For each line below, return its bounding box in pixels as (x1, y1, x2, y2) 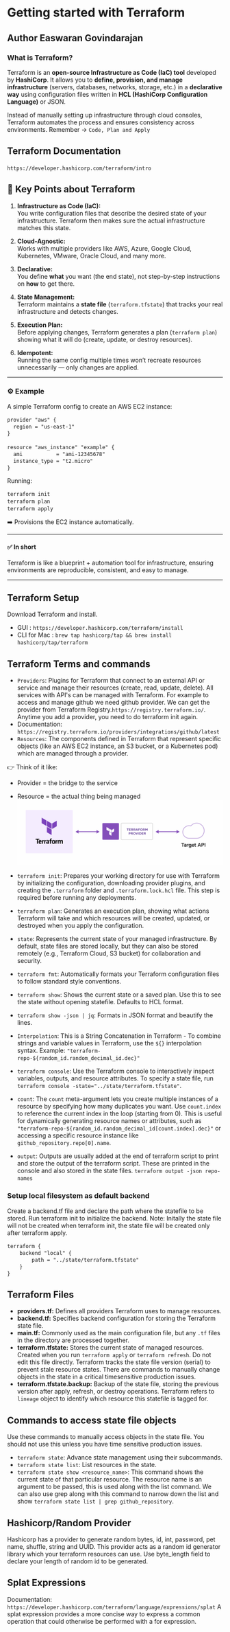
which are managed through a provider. (16, 749, 129, 758)
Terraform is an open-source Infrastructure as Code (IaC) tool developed (7, 68, 217, 76)
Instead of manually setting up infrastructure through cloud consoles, (7, 111, 203, 119)
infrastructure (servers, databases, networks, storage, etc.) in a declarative (7, 82, 222, 91)
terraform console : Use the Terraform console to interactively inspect (16, 1067, 214, 1076)
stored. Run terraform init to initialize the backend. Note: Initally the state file (7, 1214, 222, 1222)
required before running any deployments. (16, 894, 137, 902)
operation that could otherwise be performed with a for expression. (7, 1617, 197, 1625)
